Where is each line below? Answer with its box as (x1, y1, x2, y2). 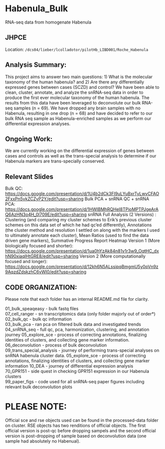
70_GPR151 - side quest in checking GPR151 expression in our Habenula (5, 369, 149, 374)
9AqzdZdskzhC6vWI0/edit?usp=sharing (5, 269, 87, 275)
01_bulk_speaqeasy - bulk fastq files (5, 306, 79, 312)
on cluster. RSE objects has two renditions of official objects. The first (5, 423, 146, 428)
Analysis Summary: (5, 61, 67, 69)
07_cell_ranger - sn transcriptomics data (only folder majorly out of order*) (5, 311, 156, 317)
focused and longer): (5, 259, 48, 264)
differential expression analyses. (5, 121, 71, 127)
